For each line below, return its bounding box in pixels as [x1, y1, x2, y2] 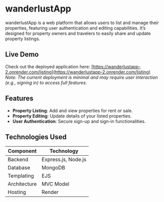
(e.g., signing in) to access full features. [5, 79, 87, 85]
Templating [7, 172, 34, 179]
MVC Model [41, 180, 69, 187]
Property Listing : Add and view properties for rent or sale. [12, 108, 133, 114]
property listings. [5, 36, 40, 42]
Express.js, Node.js [41, 156, 86, 163]
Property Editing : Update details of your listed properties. [12, 113, 132, 119]
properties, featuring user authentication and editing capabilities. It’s [5, 25, 146, 31]
